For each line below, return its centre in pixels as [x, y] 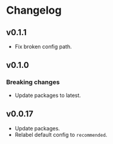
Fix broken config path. [43, 46]
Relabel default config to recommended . [61, 134]
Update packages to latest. [48, 95]
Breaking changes [33, 82]
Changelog [34, 10]
